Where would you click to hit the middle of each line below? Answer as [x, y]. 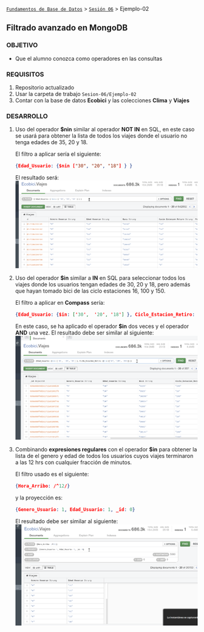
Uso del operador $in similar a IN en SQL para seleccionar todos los [100, 278]
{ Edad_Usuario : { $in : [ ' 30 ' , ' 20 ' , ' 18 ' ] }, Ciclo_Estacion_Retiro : [105, 315]
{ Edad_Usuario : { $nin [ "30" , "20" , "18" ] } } [73, 166]
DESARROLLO [27, 116]
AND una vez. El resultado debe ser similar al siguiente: [84, 333]
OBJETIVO [22, 45]
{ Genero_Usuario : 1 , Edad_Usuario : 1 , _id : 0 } [75, 509]
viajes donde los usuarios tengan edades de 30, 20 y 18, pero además [103, 285]
